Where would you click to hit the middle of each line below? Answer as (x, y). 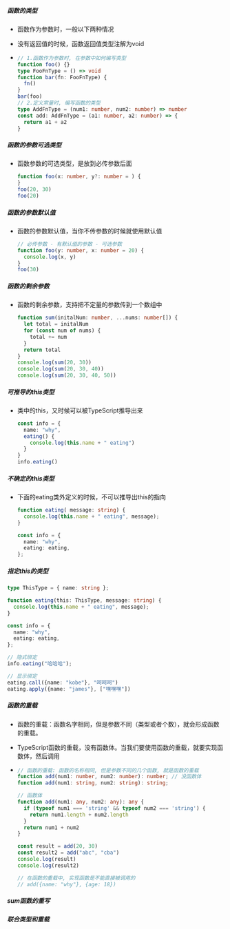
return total (42, 350)
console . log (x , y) (50, 257)
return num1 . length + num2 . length (79, 815)
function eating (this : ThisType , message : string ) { (84, 601)
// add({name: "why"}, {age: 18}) (66, 884)
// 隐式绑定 (22, 658)
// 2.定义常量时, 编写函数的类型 (59, 103)
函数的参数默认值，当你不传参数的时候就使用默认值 (90, 231)
